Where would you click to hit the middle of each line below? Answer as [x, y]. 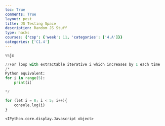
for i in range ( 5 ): [25, 78]
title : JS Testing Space [31, 23]
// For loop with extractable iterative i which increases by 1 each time [83, 64]
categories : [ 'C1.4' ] [27, 42]
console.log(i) [30, 105]
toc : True [15, 10]
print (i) [23, 83]
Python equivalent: [25, 74]
